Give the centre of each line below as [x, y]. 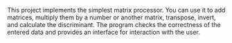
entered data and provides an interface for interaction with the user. [104, 32]
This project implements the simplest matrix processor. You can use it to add [116, 10]
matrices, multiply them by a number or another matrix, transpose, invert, [111, 17]
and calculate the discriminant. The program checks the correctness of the [114, 25]
